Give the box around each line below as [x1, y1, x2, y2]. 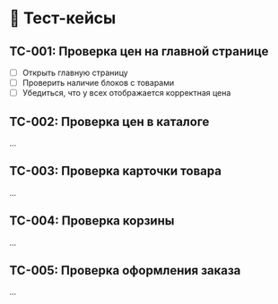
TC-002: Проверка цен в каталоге [9, 114, 210, 129]
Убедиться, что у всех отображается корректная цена [22, 88, 231, 98]
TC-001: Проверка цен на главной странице [9, 44, 269, 59]
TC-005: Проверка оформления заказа [9, 263, 241, 278]
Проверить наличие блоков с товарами [22, 78, 175, 89]
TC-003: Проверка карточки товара [9, 164, 222, 179]
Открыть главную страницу [22, 67, 128, 78]
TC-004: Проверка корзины [9, 214, 175, 229]
